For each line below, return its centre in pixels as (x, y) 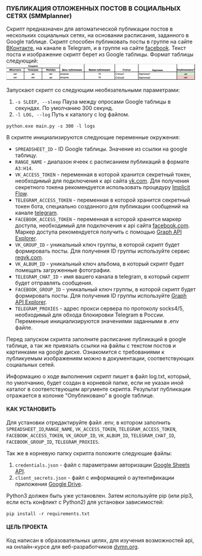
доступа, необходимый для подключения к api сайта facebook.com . (103, 225)
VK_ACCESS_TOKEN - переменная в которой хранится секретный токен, (103, 174)
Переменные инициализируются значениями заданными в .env (97, 321)
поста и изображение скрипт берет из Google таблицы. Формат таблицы (100, 55)
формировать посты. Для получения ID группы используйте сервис (103, 251)
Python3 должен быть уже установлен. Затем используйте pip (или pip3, (100, 495)
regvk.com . (29, 257)
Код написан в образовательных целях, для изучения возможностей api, (100, 540)
